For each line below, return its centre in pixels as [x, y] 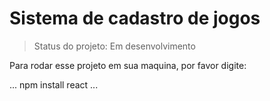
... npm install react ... [54, 84]
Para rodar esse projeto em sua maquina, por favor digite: [128, 65]
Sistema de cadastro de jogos [135, 18]
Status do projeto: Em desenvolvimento [114, 46]
